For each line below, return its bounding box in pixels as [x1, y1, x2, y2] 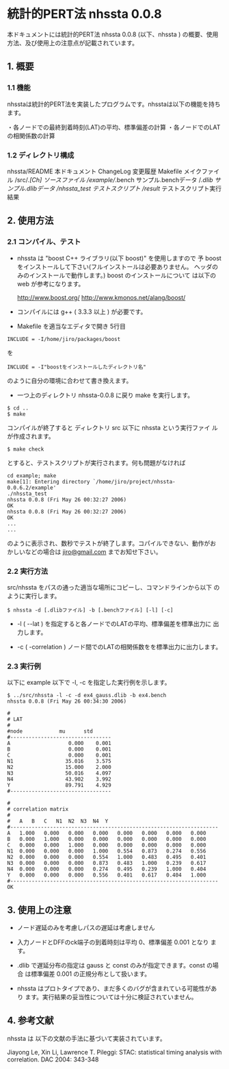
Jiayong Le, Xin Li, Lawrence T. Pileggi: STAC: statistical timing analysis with [7, 1048, 222, 1056]
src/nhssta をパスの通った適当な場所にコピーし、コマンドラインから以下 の [7, 583, 220, 591]
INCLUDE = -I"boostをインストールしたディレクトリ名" [7, 364, 147, 370]
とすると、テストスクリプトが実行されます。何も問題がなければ [7, 458, 186, 466]
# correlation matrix [7, 806, 69, 813]
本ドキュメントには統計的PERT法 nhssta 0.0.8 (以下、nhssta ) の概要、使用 [7, 30, 219, 38]
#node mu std [7, 728, 94, 735]
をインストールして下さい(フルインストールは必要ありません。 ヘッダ [16, 262, 213, 271]
